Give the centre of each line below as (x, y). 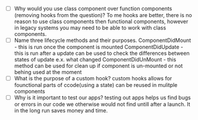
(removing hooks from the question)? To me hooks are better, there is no (103, 15)
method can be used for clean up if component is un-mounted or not (98, 66)
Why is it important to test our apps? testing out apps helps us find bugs (102, 98)
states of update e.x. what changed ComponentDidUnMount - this (95, 60)
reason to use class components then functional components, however (101, 22)
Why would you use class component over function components (93, 9)
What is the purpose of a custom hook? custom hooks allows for (93, 79)
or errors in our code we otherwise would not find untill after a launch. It (102, 104)
